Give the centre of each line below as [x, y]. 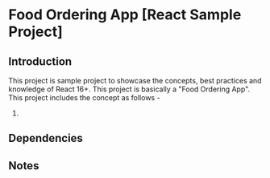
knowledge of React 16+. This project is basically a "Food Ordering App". [129, 89]
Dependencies [46, 138]
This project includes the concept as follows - [84, 97]
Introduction [40, 61]
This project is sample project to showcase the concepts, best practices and [135, 81]
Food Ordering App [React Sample [125, 15]
